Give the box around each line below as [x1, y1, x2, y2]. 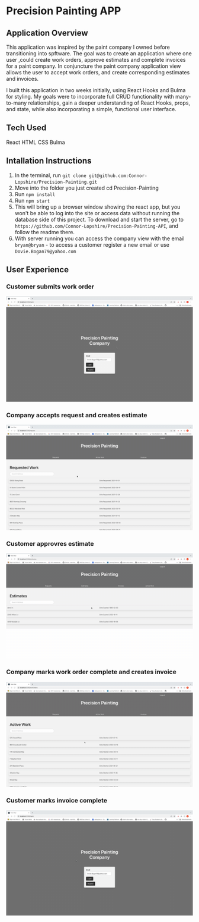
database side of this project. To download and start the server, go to [14, 216, 184, 223]
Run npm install [14, 190, 56, 197]
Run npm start [14, 197, 50, 204]
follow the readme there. [14, 228, 75, 235]
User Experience [6, 265, 69, 275]
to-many [6, 99, 27, 106]
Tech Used [6, 123, 47, 133]
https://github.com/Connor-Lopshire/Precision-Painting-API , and [14, 222, 179, 229]
